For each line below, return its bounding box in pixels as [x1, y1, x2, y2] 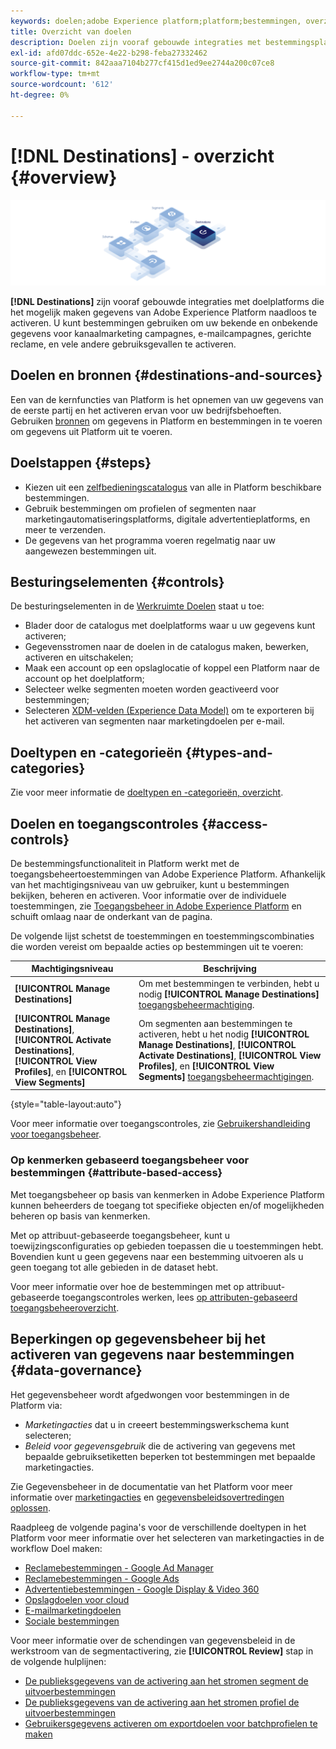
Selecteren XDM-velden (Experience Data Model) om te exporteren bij [24, 705, 315, 717]
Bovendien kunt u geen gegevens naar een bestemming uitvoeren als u [10, 1250, 304, 1262]
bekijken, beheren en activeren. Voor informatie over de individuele [10, 889, 287, 901]
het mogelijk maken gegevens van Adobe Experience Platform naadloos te [10, 306, 317, 318]
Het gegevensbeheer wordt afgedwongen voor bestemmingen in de [10, 1388, 290, 1400]
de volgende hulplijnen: [10, 1655, 107, 1667]
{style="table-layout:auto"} [10, 1098, 122, 1110]
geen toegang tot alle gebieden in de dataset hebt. [10, 1261, 219, 1273]
